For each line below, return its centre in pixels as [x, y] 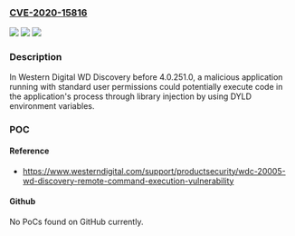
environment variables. [52, 105]
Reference [29, 151]
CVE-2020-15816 [48, 13]
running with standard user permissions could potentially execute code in [146, 86]
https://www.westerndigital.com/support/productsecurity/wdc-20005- [154, 171]
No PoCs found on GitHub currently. [76, 221]
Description [36, 57]
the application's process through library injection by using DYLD [130, 96]
